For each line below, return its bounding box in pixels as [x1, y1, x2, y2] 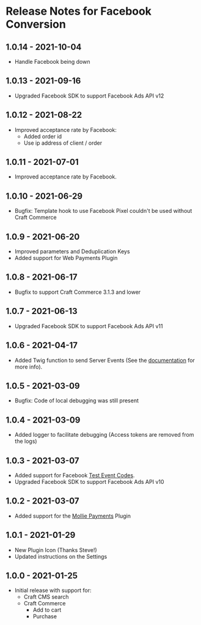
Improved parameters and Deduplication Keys [14, 248, 130, 255]
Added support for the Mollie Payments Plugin [14, 512, 131, 520]
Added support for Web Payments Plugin [14, 255, 118, 262]
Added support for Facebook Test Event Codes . [14, 471, 135, 479]
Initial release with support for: [14, 587, 92, 594]
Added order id [23, 132, 62, 140]
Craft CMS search [23, 593, 69, 600]
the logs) [14, 437, 37, 445]
